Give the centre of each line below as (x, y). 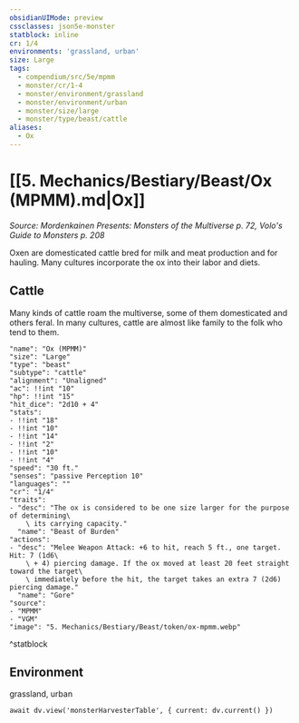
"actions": (30, 540)
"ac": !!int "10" (42, 388)
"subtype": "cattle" (48, 372)
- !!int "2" (32, 444)
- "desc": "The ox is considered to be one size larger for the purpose (149, 508)
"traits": (28, 500)
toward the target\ (46, 571)
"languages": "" (40, 484)
